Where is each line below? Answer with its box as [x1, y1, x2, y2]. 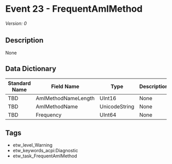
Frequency [35, 111, 62, 118]
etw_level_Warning [12, 142, 53, 148]
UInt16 [99, 95, 117, 102]
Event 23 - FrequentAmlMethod [5, 3, 143, 15]
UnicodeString [99, 103, 135, 110]
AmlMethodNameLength [35, 95, 95, 102]
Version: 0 [5, 20, 27, 26]
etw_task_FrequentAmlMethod [12, 153, 77, 159]
